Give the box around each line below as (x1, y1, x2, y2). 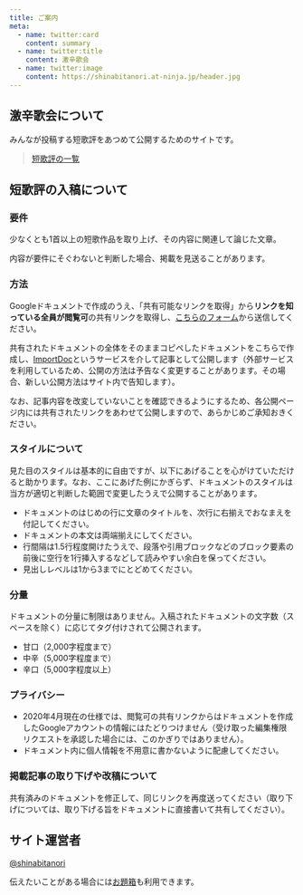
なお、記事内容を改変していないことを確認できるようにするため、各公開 (9, 395, 279, 406)
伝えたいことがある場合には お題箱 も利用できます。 (9, 876, 199, 887)
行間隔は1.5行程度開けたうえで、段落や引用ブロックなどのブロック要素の (22, 541, 294, 552)
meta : (9, 22, 30, 31)
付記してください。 (22, 518, 94, 529)
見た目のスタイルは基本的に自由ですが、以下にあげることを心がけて (9, 465, 263, 476)
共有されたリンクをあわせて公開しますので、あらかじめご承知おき (40, 407, 287, 418)
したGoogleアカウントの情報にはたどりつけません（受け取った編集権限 (22, 722, 288, 734)
